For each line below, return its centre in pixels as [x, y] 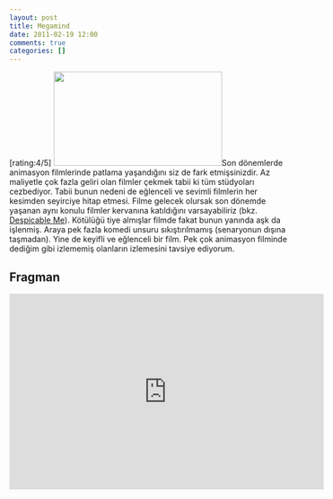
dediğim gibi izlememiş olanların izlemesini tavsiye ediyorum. [122, 249]
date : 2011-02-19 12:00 [54, 34]
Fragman [35, 277]
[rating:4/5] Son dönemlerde [146, 163]
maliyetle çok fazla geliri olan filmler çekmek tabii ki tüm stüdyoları [132, 182]
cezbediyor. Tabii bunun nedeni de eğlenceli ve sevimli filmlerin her [134, 192]
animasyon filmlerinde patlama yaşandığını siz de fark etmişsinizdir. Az [140, 172]
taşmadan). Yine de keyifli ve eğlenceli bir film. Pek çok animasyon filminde [148, 240]
